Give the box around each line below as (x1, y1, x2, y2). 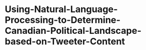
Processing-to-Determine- (5, 14, 121, 26)
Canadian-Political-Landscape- (5, 25, 141, 36)
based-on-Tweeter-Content (5, 36, 126, 47)
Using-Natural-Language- (5, 4, 118, 15)
